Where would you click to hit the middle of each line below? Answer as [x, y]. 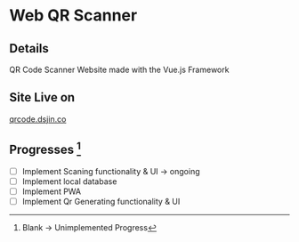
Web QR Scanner [73, 16]
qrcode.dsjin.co [38, 119]
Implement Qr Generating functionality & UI [101, 201]
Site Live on [42, 97]
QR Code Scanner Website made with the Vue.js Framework [119, 69]
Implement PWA [52, 191]
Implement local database [69, 181]
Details [29, 48]
